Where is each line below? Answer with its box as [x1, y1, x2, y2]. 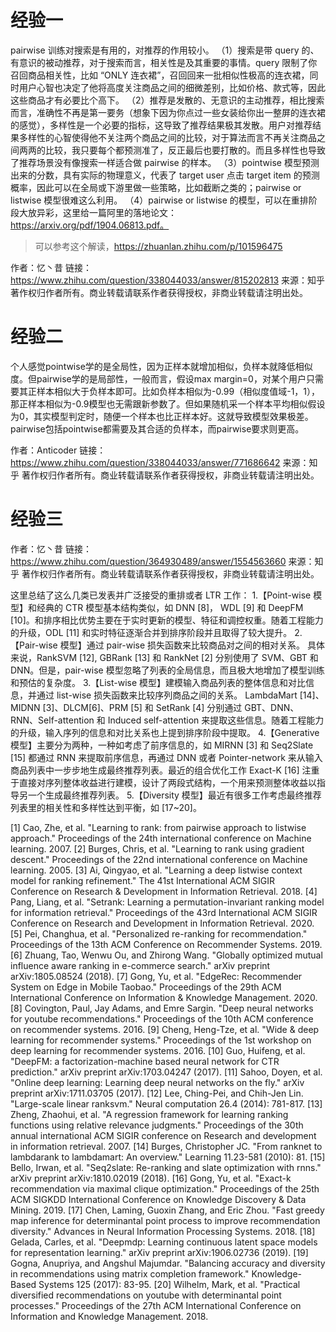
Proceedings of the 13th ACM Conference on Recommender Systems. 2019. [10, 938, 323, 950]
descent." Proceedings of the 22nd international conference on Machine [10, 853, 308, 865]
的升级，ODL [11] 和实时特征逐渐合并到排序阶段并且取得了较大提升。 [10, 626, 293, 638]
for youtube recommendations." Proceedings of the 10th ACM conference [10, 1012, 314, 1025]
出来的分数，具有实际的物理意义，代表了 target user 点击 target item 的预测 [10, 169, 320, 181]
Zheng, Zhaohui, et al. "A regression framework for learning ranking [10, 1108, 289, 1120]
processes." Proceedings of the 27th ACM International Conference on [10, 1299, 302, 1311]
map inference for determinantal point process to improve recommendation [10, 1214, 321, 1226]
